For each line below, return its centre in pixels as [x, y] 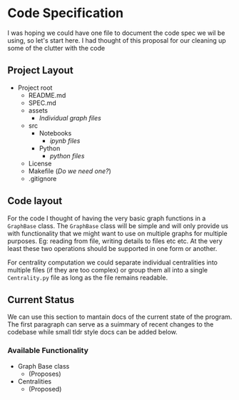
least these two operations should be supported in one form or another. [112, 248]
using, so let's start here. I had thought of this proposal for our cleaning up [117, 40]
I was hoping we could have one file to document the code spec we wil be [116, 33]
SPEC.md [42, 103]
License [40, 163]
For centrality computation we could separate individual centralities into [112, 262]
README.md [47, 95]
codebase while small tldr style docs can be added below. [93, 332]
